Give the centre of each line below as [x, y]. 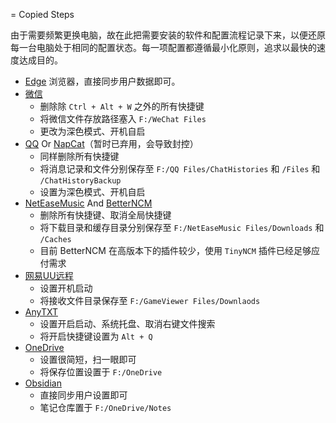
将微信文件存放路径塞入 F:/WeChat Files [123, 118]
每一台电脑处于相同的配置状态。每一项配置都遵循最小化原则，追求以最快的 [163, 47]
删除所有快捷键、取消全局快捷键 [105, 215]
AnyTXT [41, 312]
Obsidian [43, 383]
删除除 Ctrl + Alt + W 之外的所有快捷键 [122, 106]
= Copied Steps [42, 14]
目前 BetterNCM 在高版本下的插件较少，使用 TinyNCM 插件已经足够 [175, 250]
